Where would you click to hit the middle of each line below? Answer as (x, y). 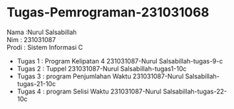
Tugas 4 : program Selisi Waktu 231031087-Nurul (89, 91)
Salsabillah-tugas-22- (195, 91)
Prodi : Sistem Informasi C (45, 47)
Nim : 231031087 (31, 39)
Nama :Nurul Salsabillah (42, 32)
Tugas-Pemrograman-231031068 (108, 12)
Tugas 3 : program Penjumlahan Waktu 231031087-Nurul (100, 76)
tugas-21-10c (36, 83)
